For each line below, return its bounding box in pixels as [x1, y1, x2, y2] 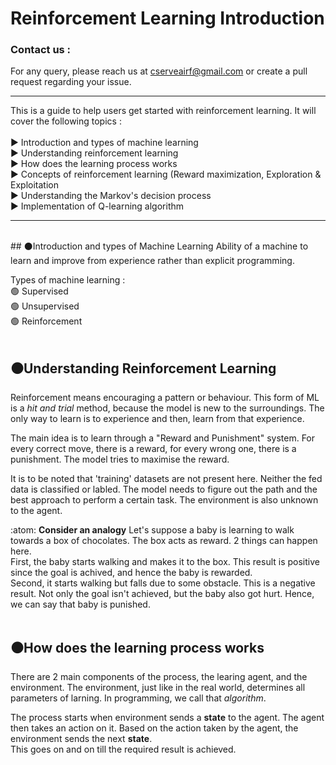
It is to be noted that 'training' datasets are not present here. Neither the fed [10, 473, 323, 485]
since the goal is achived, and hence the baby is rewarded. [10, 567, 253, 579]
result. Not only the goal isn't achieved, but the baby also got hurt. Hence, [10, 588, 315, 600]
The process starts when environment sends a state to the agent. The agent [10, 712, 325, 724]
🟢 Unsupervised [10, 300, 80, 312]
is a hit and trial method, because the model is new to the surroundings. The [10, 402, 325, 414]
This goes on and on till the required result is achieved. [10, 743, 237, 756]
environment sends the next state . [10, 733, 153, 745]
